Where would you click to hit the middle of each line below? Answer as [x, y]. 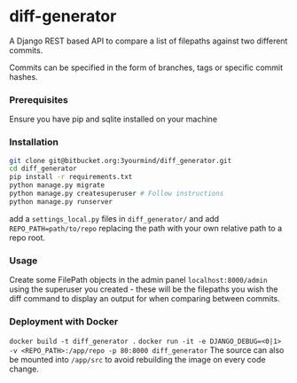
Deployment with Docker [64, 321]
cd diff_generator [43, 169]
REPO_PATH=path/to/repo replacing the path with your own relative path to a [146, 228]
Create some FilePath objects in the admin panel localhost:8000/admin [138, 280]
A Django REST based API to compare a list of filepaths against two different [148, 41]
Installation [34, 142]
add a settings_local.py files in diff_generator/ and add [114, 218]
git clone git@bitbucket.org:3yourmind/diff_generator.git [121, 160]
